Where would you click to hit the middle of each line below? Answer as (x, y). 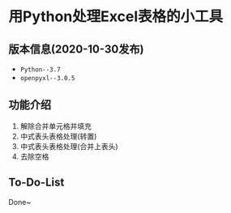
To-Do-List (36, 183)
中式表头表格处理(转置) (58, 136)
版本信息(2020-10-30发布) (76, 49)
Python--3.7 (40, 70)
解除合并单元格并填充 (56, 126)
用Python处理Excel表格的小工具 (116, 17)
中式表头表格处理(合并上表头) (69, 146)
